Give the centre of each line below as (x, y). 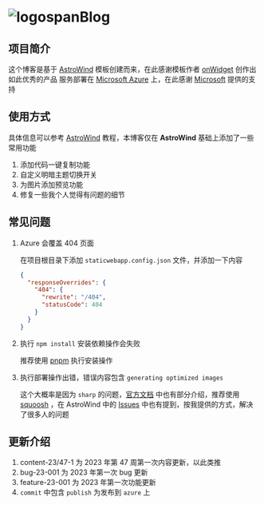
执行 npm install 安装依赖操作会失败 (80, 343)
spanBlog (78, 17)
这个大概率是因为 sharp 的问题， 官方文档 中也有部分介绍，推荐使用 (130, 394)
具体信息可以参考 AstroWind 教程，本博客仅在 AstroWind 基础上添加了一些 (131, 137)
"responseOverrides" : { (67, 282)
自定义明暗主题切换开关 (58, 174)
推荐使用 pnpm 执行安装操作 (66, 360)
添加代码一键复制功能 (55, 165)
